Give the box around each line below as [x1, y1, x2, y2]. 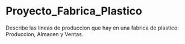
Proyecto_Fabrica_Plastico [5, 4, 142, 18]
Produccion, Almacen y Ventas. [5, 30, 84, 37]
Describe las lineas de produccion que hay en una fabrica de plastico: [5, 24, 179, 31]
